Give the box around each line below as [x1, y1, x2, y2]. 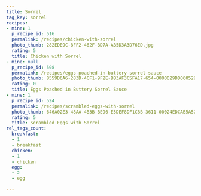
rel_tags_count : [6, 125, 47, 131]
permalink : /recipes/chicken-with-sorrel [11, 36, 117, 42]
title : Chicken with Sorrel [11, 53, 82, 59]
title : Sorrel [6, 8, 42, 15]
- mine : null [6, 59, 39, 65]
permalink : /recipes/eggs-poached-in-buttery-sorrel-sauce [11, 70, 162, 76]
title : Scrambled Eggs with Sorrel [11, 120, 100, 126]
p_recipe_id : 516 [11, 31, 55, 37]
